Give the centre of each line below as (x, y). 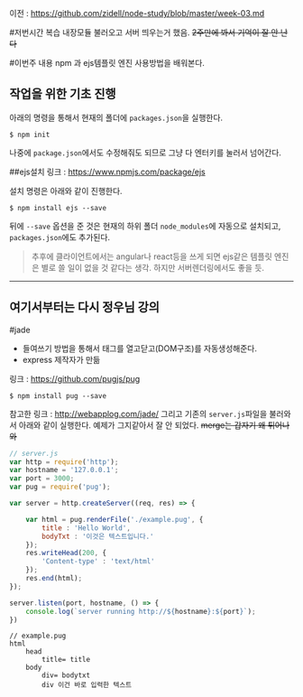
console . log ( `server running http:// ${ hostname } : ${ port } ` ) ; (141, 611)
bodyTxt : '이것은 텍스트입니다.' (98, 536)
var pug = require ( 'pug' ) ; (60, 487)
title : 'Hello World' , (86, 528)
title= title (66, 660)
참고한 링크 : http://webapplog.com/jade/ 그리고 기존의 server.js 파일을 (138, 414)
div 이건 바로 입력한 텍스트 (87, 685)
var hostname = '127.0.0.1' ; (64, 470)
